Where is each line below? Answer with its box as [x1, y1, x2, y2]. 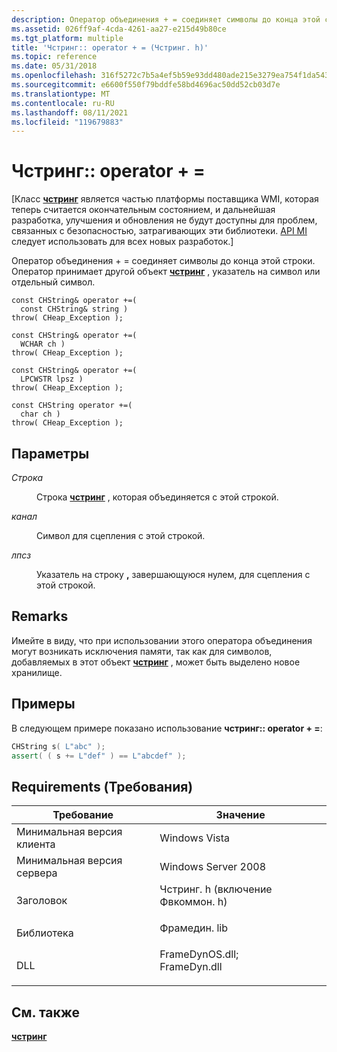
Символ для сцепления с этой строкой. [36, 530, 206, 541]
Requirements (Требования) [11, 778, 194, 795]
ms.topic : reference [11, 52, 98, 62]
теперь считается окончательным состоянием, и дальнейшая [11, 204, 276, 216]
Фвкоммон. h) [159, 895, 228, 909]
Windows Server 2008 [159, 860, 267, 874]
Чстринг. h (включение [159, 882, 273, 896]
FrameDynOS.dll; [159, 947, 239, 961]
